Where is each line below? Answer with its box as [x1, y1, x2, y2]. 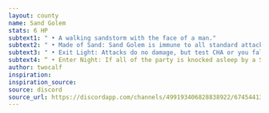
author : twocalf [8, 64, 62, 72]
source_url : [8, 93, 48, 101]
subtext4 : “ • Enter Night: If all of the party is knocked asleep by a [8, 56, 256, 64]
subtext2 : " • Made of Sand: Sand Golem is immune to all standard [8, 41, 239, 49]
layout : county [8, 11, 59, 20]
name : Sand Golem [8, 19, 66, 27]
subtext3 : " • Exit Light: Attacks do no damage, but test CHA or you [8, 49, 249, 56]
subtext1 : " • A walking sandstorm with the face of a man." [8, 33, 217, 42]
